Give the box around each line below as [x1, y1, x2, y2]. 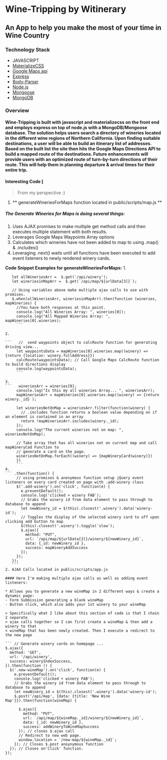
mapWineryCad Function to [5, 445, 59, 450]
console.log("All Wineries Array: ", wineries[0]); [16, 309, 126, 314]
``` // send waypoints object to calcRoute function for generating [5, 340, 157, 345]
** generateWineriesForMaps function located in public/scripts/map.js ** [12, 199, 163, 205]
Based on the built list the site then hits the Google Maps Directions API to [5, 146, 161, 152]
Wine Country [5, 31, 50, 39]
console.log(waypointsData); [16, 366, 77, 371]
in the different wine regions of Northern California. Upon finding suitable [5, 135, 161, 141]
